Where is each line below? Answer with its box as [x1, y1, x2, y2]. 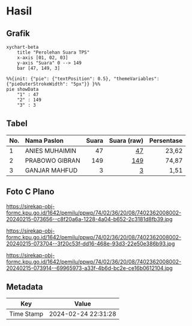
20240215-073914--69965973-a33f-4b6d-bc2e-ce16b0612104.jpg [6, 264, 173, 272]
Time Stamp [9, 310, 44, 318]
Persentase [149, 136, 183, 145]
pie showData [6, 86, 39, 92]
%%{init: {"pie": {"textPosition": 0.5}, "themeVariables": [6, 76, 160, 82]
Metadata [6, 282, 43, 292]
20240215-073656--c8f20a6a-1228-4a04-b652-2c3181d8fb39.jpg [6, 215, 173, 222]
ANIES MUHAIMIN [25, 146, 77, 155]
